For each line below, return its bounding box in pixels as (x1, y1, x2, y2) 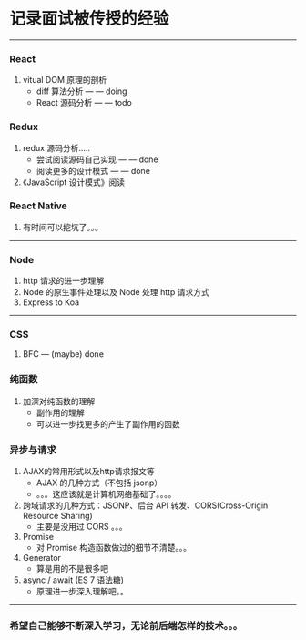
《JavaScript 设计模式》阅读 (22, 177, 126, 188)
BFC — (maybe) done (22, 349, 105, 360)
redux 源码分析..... (22, 142, 91, 153)
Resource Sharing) (22, 511, 93, 522)
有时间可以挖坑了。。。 (22, 221, 103, 232)
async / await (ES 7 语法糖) (22, 574, 125, 585)
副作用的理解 (36, 407, 85, 418)
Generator (22, 553, 62, 564)
